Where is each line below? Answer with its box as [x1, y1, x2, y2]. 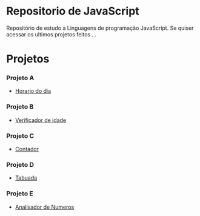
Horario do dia [15, 87, 52, 95]
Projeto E [6, 189, 33, 198]
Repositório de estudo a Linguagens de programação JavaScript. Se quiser [6, 24, 194, 32]
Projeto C [6, 132, 35, 140]
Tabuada [15, 174, 38, 181]
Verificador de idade [15, 116, 67, 124]
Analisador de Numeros [15, 203, 75, 211]
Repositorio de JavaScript [6, 4, 139, 18]
